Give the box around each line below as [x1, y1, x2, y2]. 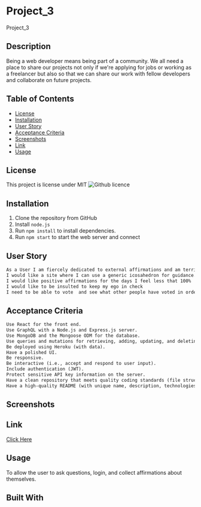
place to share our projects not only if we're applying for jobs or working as [6, 64, 192, 71]
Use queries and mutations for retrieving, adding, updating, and [6, 338, 175, 344]
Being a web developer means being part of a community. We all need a [6, 57, 184, 64]
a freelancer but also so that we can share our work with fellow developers [6, 70, 190, 77]
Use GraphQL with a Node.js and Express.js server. [6, 327, 138, 333]
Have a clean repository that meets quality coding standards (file [6, 377, 181, 383]
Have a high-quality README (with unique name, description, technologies [6, 382, 197, 389]
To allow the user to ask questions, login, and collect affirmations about [6, 469, 182, 476]
